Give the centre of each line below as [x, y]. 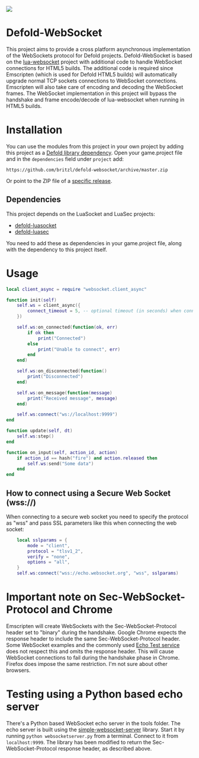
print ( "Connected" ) [62, 338]
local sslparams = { [42, 540]
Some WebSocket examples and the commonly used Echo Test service [93, 645]
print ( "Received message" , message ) [73, 398]
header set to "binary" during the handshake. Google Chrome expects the [96, 632]
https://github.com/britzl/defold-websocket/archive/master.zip [87, 170]
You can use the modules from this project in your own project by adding [95, 146]
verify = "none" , [49, 557]
